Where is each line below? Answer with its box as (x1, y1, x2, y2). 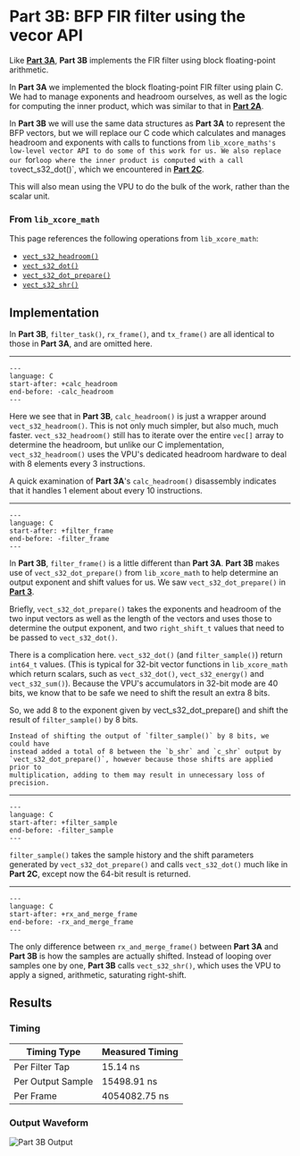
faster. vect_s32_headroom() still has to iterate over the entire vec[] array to (9, 430, 284, 441)
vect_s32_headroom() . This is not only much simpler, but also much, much (9, 420, 279, 431)
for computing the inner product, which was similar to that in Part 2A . (9, 100, 264, 111)
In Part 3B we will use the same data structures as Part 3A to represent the (9, 118, 286, 129)
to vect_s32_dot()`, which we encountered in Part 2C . (9, 164, 204, 174)
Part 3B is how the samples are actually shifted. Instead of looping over (9, 950, 272, 962)
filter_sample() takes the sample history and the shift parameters (9, 849, 254, 860)
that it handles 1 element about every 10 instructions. (9, 485, 203, 496)
